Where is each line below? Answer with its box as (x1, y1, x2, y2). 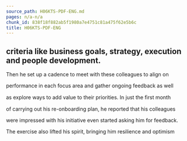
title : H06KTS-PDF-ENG (6, 24, 61, 31)
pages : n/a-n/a (6, 14, 43, 20)
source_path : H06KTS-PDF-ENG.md (6, 8, 84, 15)
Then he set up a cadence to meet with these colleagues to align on (6, 71, 169, 78)
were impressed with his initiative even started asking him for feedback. (6, 117, 179, 124)
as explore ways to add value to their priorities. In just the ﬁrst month (6, 94, 171, 101)
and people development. (6, 55, 101, 65)
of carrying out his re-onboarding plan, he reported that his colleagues (6, 105, 176, 112)
